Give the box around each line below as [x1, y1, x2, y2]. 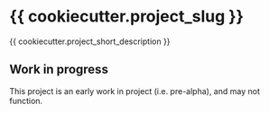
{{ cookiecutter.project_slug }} [9, 6, 244, 27]
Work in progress [9, 62, 108, 77]
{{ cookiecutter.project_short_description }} [9, 36, 171, 47]
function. [9, 95, 43, 106]
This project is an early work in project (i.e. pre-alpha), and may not [9, 85, 260, 96]
